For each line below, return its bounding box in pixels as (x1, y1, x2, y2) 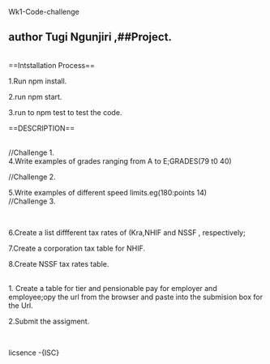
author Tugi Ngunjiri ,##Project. (8, 30, 173, 44)
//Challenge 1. (8, 148, 55, 157)
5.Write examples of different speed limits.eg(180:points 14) (8, 187, 208, 197)
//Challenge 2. (8, 172, 56, 182)
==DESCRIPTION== (8, 123, 75, 133)
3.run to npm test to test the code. (8, 107, 122, 117)
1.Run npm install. (8, 76, 67, 86)
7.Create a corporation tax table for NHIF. (8, 243, 146, 253)
